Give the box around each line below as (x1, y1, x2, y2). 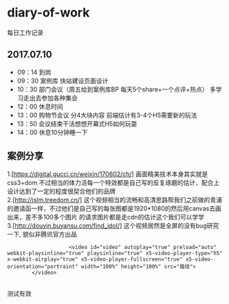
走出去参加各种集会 (23, 94, 78, 102)
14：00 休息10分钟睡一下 (17, 128, 88, 136)
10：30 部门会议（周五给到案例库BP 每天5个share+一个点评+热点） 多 (17, 85, 217, 94)
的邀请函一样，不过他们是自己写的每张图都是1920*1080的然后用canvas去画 (7, 204, 221, 213)
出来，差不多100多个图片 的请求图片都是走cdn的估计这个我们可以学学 (7, 213, 205, 221)
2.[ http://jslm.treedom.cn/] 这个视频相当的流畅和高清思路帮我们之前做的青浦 (7, 195, 222, 204)
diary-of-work (7, 5, 90, 21)
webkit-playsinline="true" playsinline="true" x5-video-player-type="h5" (7, 250, 223, 257)
